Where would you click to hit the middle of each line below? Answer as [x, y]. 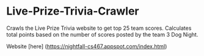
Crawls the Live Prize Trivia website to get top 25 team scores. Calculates [99, 28]
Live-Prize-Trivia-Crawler [73, 11]
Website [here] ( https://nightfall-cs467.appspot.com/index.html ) [87, 46]
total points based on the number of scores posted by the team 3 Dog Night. [102, 34]
